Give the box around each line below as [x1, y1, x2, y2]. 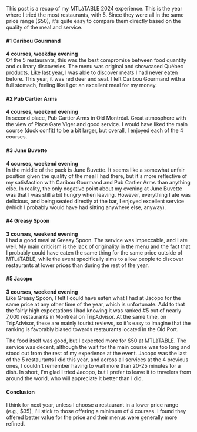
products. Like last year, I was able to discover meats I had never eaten [6, 69, 178, 76]
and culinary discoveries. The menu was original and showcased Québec [6, 63, 183, 70]
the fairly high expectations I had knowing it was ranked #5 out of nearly [6, 307, 182, 314]
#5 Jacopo [6, 275, 33, 282]
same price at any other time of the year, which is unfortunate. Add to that [6, 301, 185, 308]
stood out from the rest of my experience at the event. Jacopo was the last [6, 350, 187, 357]
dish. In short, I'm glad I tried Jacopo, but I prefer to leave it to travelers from [6, 368, 191, 376]
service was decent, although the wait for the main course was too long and [6, 344, 191, 351]
